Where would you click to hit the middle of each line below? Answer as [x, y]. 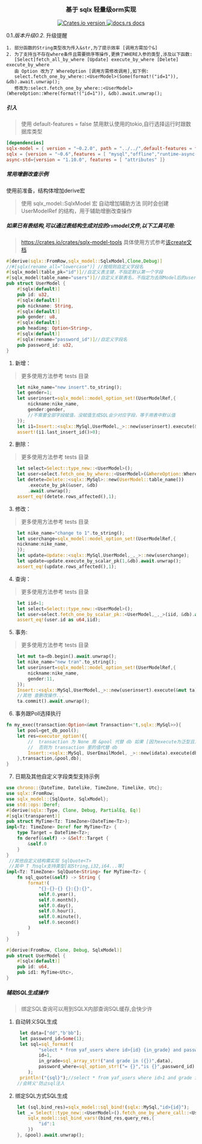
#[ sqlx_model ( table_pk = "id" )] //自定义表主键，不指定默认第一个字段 [85, 272]
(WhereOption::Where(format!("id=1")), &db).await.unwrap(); [84, 94]
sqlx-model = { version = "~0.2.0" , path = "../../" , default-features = [99, 149]
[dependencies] [25, 143]
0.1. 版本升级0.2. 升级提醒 [37, 36]
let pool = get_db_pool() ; [48, 731]
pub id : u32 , [33, 294]
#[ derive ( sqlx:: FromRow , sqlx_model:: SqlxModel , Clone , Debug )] [84, 261]
